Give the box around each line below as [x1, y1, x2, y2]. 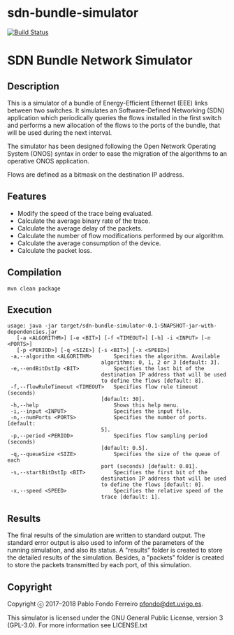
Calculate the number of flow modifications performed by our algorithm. [17, 231, 225, 240]
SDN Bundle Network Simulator [7, 52, 193, 68]
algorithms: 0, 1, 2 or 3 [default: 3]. [101, 359, 220, 366]
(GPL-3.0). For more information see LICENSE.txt [7, 621, 148, 629]
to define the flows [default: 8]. [101, 377, 205, 385]
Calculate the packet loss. [17, 246, 92, 254]
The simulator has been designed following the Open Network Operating [7, 142, 217, 150]
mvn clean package [7, 285, 61, 292]
